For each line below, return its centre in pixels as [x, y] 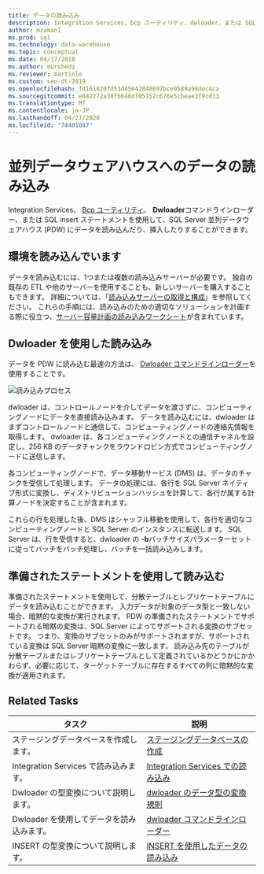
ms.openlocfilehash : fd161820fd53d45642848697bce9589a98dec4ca [114, 89]
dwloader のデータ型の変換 [196, 792]
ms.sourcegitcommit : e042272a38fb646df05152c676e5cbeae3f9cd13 [114, 96]
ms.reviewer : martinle [45, 74]
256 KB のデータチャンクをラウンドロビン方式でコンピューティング [137, 446]
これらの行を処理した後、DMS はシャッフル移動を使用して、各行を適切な [127, 520]
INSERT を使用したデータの [197, 846]
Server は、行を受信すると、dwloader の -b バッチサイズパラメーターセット [130, 539]
